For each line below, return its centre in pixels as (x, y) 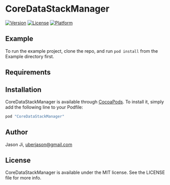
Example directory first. (30, 56)
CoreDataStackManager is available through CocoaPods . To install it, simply (84, 101)
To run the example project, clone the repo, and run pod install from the (82, 51)
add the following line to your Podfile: (44, 107)
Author (16, 132)
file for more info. (23, 178)
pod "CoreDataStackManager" (35, 116)
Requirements (28, 72)
